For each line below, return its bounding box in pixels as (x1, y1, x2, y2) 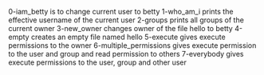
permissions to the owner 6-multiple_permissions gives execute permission (8, 41, 257, 50)
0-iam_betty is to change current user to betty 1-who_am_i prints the (8, 7, 234, 16)
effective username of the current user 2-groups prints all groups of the (8, 15, 245, 25)
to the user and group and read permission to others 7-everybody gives (8, 49, 244, 58)
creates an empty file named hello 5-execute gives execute (30, 32, 226, 41)
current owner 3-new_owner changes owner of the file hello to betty (8, 24, 233, 33)
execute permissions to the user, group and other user (8, 57, 187, 67)
